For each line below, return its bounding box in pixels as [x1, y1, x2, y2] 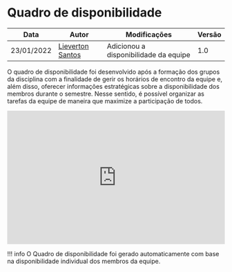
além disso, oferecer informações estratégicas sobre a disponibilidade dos [7, 82, 220, 90]
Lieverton [58, 41, 89, 51]
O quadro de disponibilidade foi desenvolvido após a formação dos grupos [7, 67, 220, 76]
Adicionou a [106, 41, 146, 51]
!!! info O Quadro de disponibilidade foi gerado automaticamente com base [7, 249, 220, 258]
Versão [197, 30, 222, 39]
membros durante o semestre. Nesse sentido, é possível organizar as [7, 90, 205, 98]
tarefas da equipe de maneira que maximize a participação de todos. [7, 96, 203, 105]
